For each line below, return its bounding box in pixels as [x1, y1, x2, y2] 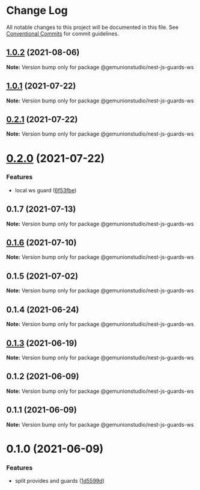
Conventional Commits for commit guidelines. [6, 30, 119, 37]
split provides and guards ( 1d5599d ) [14, 477, 105, 485]
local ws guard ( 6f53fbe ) [14, 186, 77, 193]
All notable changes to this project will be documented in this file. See [6, 24, 179, 31]
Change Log [6, 4, 68, 17]
